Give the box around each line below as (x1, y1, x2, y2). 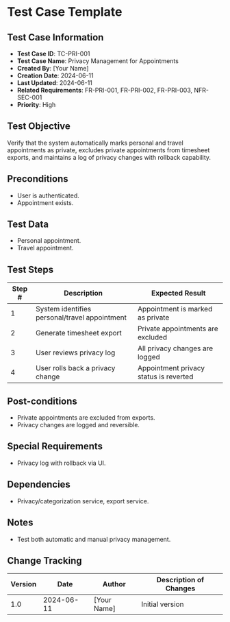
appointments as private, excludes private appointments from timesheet (7, 145, 210, 154)
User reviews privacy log (35, 348, 116, 357)
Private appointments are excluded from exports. (16, 414, 155, 422)
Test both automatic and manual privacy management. (16, 535, 171, 543)
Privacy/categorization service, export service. (16, 497, 149, 505)
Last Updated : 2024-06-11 (16, 79, 92, 86)
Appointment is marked (137, 304, 213, 314)
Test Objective (7, 121, 71, 132)
